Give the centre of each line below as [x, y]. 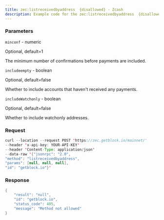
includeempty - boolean [29, 70]
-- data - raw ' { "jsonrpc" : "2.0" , [38, 154]
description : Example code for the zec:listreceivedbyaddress [70, 14]
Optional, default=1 [24, 51]
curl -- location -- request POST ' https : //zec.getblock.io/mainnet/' [76, 141]
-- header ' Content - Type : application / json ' [50, 150]
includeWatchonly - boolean [33, 99]
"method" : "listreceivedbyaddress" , [42, 159]
